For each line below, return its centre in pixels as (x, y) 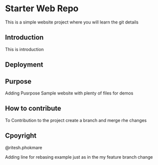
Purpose (18, 81)
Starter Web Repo (42, 9)
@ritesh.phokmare (24, 147)
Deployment (24, 65)
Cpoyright (21, 136)
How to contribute (33, 108)
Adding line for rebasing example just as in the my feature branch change (79, 157)
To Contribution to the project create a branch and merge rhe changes (76, 120)
